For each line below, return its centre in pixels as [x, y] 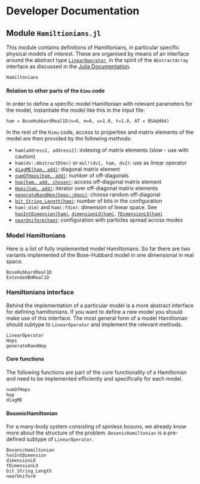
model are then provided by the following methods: [69, 139]
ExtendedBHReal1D [28, 277]
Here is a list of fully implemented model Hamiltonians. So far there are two [99, 249]
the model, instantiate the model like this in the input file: [76, 110]
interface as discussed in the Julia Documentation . [69, 66]
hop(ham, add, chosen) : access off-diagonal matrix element [88, 182]
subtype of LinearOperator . [60, 439]
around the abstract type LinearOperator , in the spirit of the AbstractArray [97, 60]
